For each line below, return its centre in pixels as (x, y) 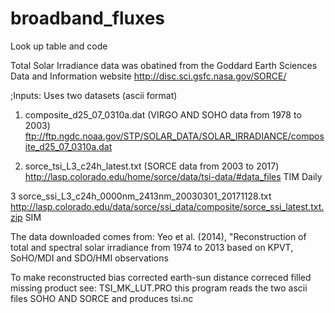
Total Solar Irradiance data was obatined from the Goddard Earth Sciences (164, 65)
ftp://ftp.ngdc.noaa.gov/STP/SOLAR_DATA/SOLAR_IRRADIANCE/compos (174, 136)
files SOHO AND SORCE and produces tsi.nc (102, 298)
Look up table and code (59, 46)
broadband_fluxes (88, 18)
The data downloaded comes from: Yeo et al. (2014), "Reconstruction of (158, 236)
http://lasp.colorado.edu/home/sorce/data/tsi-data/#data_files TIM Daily (173, 176)
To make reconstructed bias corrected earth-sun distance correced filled (161, 277)
